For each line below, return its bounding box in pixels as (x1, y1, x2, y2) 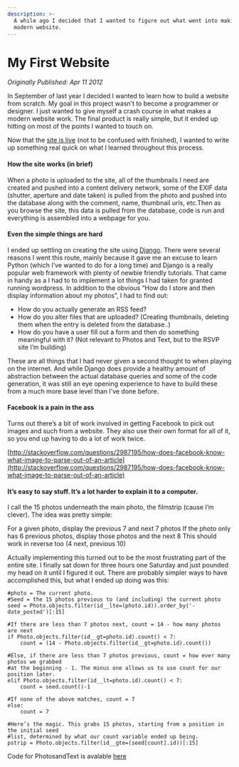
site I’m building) (17, 343, 66, 351)
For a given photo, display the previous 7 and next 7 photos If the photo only (7, 525, 231, 533)
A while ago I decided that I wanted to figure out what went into (14, 17, 218, 24)
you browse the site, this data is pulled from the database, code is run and (7, 206, 225, 215)
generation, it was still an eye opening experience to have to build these (7, 379, 218, 388)
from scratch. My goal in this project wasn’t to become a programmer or (7, 99, 219, 108)
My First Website (7, 54, 110, 71)
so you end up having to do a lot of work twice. (7, 434, 146, 443)
